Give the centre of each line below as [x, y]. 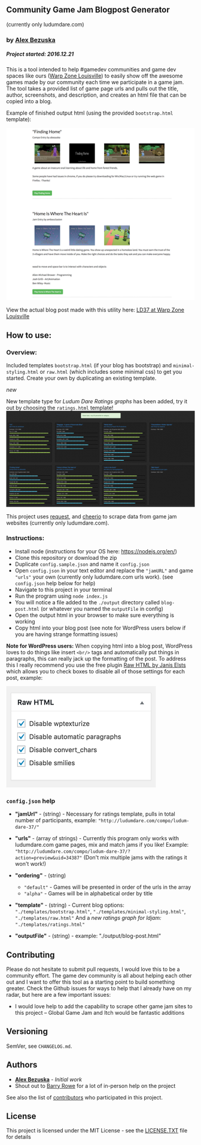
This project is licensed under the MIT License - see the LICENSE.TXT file [97, 1131]
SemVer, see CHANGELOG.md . [39, 1046]
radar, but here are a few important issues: [59, 994]
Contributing [31, 954]
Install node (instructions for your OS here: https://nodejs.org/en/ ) [96, 551]
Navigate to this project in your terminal [63, 589]
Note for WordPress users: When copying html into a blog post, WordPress [99, 646]
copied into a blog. [29, 101]
